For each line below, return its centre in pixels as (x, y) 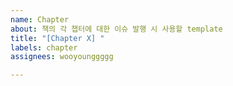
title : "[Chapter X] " (57, 38)
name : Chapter (40, 19)
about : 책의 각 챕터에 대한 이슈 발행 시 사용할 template (116, 29)
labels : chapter (44, 47)
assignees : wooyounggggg (62, 57)
